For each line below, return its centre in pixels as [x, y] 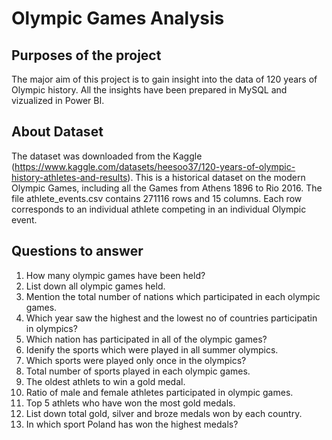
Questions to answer [77, 251]
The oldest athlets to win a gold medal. [105, 381]
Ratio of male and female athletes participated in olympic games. [159, 392]
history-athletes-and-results [69, 177]
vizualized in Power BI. [58, 100]
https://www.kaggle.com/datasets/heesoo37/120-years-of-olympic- [155, 166]
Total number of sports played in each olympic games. [138, 371]
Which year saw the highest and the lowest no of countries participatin [171, 318]
